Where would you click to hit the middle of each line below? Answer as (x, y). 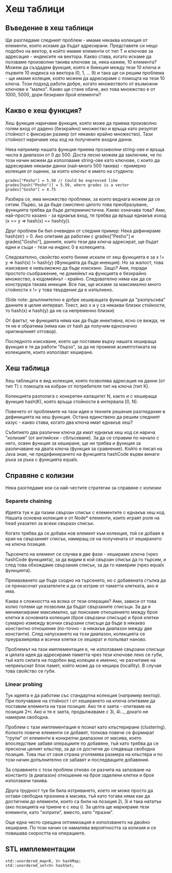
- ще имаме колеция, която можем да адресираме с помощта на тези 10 (85, 78)
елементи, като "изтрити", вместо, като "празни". (60, 813)
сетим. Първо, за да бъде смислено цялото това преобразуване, (77, 204)
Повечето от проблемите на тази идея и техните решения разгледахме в (85, 411)
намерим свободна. (27, 717)
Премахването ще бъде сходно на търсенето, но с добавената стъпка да (86, 580)
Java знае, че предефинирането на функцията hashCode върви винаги (82, 454)
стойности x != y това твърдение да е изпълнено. (59, 290)
